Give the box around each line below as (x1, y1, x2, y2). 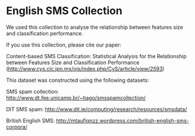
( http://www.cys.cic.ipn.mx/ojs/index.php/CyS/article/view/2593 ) (6, 65, 165, 72)
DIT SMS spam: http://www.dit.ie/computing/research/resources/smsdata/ (6, 105, 187, 112)
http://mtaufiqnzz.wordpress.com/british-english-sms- (55, 117, 190, 124)
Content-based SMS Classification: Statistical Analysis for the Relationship (6, 52, 187, 59)
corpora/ (6, 123, 28, 130)
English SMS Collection (6, 4, 123, 18)
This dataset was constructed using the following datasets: (6, 77, 149, 84)
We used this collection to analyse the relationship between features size (6, 24, 184, 31)
